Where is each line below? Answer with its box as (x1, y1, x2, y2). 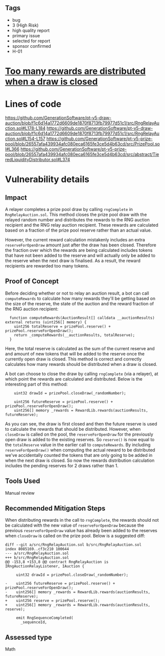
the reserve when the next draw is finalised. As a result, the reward (5, 258, 141, 264)
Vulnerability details (5, 174, 89, 185)
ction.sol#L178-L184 (5, 125, 46, 131)
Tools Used (5, 477, 40, 485)
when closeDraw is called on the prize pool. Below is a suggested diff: (5, 533, 146, 539)
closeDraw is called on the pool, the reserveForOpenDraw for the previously (5, 431, 154, 437)
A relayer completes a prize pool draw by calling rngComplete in (5, 206, 133, 212)
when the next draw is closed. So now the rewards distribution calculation (5, 457, 155, 463)
